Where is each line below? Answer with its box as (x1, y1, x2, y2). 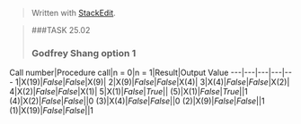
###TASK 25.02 (31, 25, 91, 35)
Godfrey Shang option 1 (31, 46, 137, 59)
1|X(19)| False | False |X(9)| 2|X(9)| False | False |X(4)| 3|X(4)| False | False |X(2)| (14, 77, 290, 87)
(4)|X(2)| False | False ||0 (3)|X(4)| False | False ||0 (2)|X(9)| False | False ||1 (9, 95, 265, 106)
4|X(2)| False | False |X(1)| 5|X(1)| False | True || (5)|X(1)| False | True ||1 (9, 87, 249, 97)
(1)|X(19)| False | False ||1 (9, 105, 94, 116)
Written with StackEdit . (31, 8, 117, 18)
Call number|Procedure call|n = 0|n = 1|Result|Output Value (9, 67, 229, 79)
